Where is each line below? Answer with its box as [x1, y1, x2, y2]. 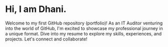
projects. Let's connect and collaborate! [5, 36, 88, 42]
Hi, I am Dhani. [5, 3, 67, 15]
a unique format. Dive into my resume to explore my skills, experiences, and [5, 30, 162, 36]
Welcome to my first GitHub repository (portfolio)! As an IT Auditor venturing [5, 20, 163, 26]
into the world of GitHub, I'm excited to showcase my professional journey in [5, 25, 163, 31]
